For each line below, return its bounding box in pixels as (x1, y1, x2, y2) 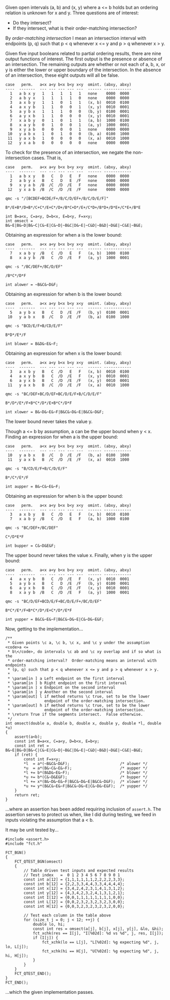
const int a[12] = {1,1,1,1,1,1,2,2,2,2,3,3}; (24, 877, 125, 882)
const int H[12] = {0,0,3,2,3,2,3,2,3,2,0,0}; (24, 904, 125, 909)
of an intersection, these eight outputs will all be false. (5, 72, 119, 78)
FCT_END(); (5, 980, 29, 985)
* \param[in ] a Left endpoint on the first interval (7, 676, 125, 681)
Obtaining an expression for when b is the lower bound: (5, 291, 122, 297)
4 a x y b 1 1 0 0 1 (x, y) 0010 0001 (10, 104, 130, 110)
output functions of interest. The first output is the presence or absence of (5, 56, 162, 62)
